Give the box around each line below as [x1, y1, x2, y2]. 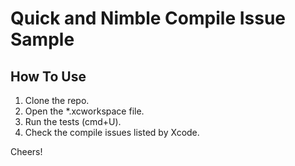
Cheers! [10, 146, 43, 157]
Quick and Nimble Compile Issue [10, 7, 287, 30]
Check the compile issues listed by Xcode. [24, 127, 200, 138]
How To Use [10, 68, 87, 85]
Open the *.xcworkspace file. [24, 105, 145, 117]
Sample [10, 28, 75, 51]
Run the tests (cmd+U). [24, 116, 122, 127]
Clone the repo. [24, 95, 90, 106]
